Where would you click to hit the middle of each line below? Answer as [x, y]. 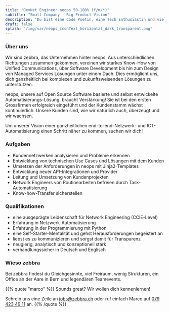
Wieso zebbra [23, 263]
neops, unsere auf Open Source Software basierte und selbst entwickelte [82, 94]
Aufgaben [18, 144]
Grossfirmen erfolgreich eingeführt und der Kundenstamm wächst [74, 105]
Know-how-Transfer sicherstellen [47, 193]
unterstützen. [19, 85]
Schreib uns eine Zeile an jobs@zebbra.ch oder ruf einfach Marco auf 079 [82, 299]
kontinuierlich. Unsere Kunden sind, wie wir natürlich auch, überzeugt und [82, 111]
